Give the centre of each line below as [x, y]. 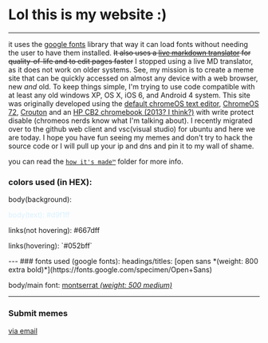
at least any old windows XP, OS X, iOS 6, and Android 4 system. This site [130, 95]
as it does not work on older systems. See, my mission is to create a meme [131, 69]
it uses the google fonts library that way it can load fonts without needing [128, 44]
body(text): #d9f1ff [39, 215]
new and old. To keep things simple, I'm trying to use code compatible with [132, 86]
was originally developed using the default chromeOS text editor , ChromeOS [134, 103]
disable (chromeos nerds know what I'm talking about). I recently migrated [130, 120]
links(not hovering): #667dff [54, 231]
